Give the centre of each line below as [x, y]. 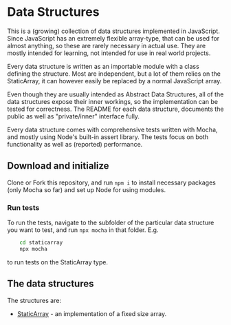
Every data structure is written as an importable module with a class [103, 66]
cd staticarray [41, 243]
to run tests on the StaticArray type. [58, 262]
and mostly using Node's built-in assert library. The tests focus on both [108, 137]
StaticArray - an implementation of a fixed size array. [92, 313]
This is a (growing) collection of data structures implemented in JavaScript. [113, 31]
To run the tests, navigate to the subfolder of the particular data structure [111, 223]
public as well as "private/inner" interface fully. [73, 116]
